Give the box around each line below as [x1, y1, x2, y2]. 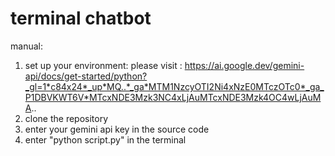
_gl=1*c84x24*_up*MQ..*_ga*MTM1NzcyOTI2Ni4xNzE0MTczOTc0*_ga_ [24, 80, 325, 92]
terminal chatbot [10, 7, 152, 30]
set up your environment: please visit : [24, 59, 183, 71]
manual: [10, 40, 43, 52]
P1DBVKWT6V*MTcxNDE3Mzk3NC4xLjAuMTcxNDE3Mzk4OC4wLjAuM [24, 91, 322, 103]
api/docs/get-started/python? [24, 70, 148, 82]
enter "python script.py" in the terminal [24, 133, 187, 146]
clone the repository [24, 112, 109, 124]
